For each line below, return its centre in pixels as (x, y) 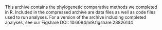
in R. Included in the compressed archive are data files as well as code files (80, 12)
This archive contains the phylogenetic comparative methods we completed (81, 7)
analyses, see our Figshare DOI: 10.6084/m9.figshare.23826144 (69, 22)
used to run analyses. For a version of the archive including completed (76, 17)
